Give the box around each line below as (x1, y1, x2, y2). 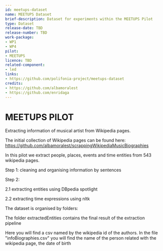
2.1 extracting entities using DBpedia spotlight (5, 186, 98, 192)
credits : (5, 81, 23, 86)
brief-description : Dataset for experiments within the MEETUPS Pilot (5, 16, 153, 21)
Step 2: (5, 177, 20, 183)
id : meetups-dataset (5, 7, 48, 12)
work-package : (5, 35, 34, 40)
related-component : (5, 62, 45, 67)
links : (5, 72, 19, 77)
